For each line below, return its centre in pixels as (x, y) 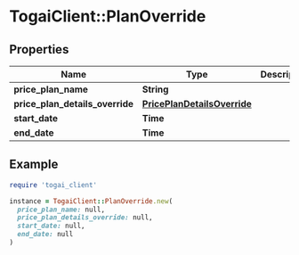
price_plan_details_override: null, (85, 218)
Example (34, 165)
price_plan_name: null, (61, 210)
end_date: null (45, 234)
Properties (39, 49)
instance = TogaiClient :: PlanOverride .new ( (91, 201)
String (155, 89)
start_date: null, (52, 226)
